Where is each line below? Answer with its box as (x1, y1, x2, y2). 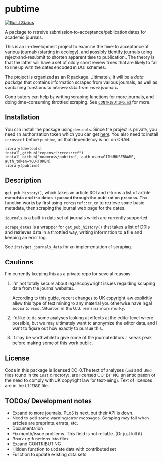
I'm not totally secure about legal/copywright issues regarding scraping (12, 280, 156, 286)
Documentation (12, 425, 43, 431)
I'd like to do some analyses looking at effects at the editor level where (12, 315, 154, 321)
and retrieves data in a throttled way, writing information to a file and (5, 229, 142, 235)
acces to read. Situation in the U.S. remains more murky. (12, 306, 125, 311)
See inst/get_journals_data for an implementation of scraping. (5, 243, 132, 250)
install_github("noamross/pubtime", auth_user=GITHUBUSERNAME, (5, 154, 136, 159)
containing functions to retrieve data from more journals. (5, 84, 118, 90)
